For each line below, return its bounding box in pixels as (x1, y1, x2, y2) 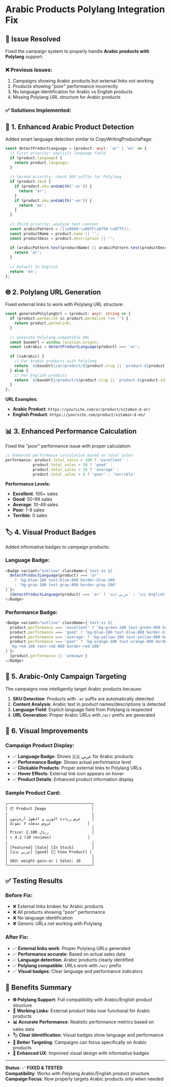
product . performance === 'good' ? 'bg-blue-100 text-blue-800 (10, 630, 145, 635)
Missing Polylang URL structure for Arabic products (12, 94, 121, 100)
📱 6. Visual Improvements (5, 727, 88, 736)
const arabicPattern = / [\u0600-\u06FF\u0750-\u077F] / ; (10, 226, 131, 231)
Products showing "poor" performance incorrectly (12, 83, 118, 90)
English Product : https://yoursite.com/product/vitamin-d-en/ (12, 412, 146, 418)
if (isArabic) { (10, 354, 44, 359)
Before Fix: (5, 891, 33, 899)
